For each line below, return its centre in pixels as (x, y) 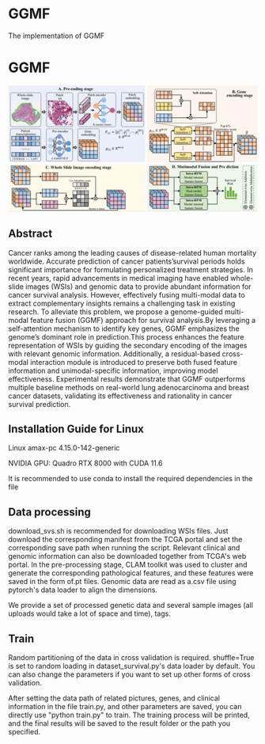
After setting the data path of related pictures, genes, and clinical (114, 698)
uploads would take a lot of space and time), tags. (90, 613)
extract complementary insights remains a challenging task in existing (122, 303)
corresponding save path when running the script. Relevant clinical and (124, 548)
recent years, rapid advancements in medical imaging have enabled (119, 278)
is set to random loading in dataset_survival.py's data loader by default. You (132, 666)
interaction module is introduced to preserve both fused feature (134, 362)
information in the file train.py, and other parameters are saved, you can (125, 707)
